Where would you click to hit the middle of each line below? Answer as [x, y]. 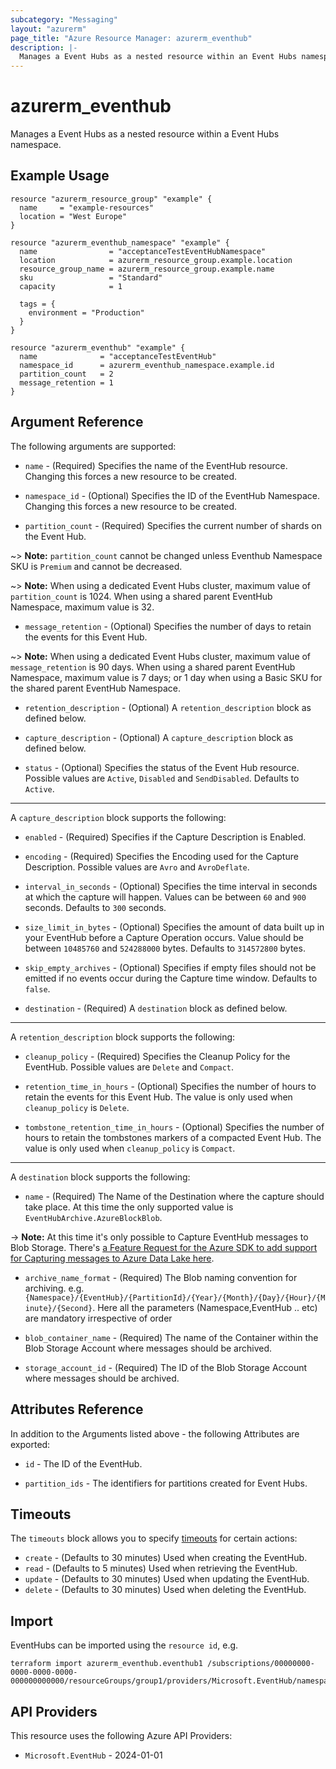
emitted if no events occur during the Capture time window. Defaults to [171, 978]
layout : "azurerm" [48, 29]
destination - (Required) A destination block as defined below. [156, 1008]
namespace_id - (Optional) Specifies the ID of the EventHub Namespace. [172, 495]
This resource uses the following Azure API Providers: [121, 1735]
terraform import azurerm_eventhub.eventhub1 [106, 1664]
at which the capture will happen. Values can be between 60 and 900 [165, 897]
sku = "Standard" [91, 277]
